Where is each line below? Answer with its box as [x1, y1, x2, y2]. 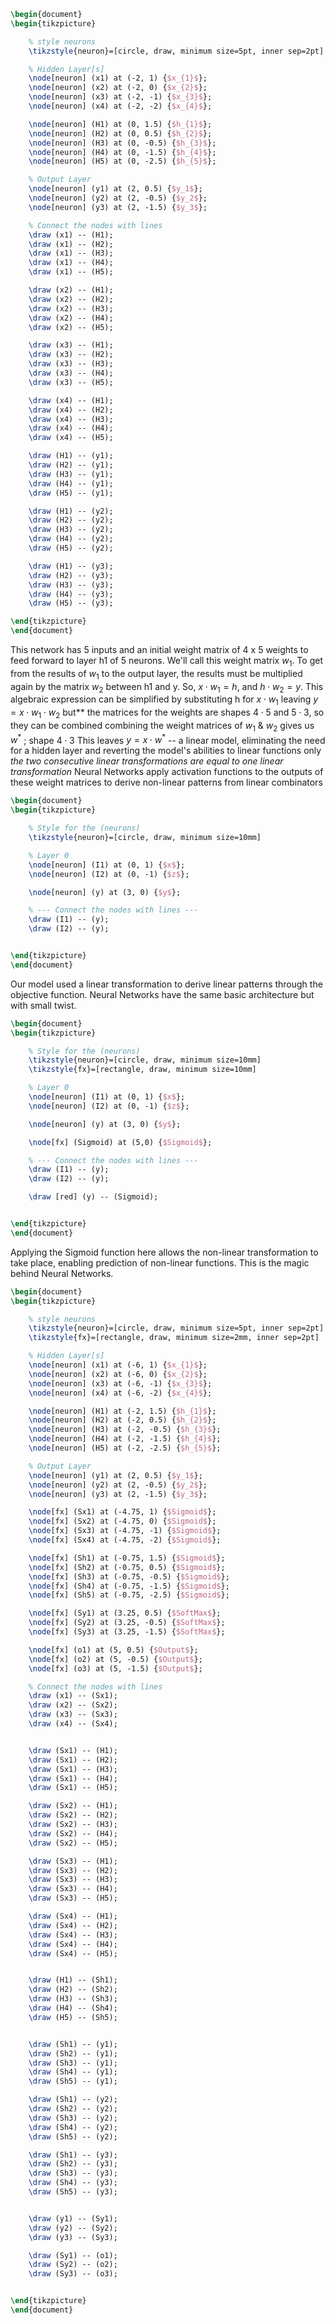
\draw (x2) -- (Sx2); [28, 1700, 118, 1710]
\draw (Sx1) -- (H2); [28, 1755, 118, 1765]
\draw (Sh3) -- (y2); [28, 2113, 118, 2123]
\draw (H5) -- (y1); [28, 488, 114, 498]
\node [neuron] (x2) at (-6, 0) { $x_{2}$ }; [28, 1369, 208, 1379]
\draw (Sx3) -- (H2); [28, 1865, 118, 1875]
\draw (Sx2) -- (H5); [28, 1838, 118, 1848]
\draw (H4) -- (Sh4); [28, 2003, 118, 2014]
